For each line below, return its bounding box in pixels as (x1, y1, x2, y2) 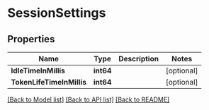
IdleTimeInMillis (11, 66, 66, 75)
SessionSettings (7, 5, 106, 21)
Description (118, 54, 159, 63)
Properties (7, 33, 55, 45)
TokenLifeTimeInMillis (11, 78, 87, 87)
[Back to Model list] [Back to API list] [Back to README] (7, 95, 170, 104)
